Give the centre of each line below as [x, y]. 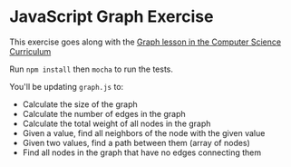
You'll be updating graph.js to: [67, 86]
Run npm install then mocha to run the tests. [92, 69]
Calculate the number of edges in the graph [104, 113]
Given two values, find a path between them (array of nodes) [136, 142]
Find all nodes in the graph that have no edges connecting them [142, 152]
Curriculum [30, 51]
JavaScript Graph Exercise [112, 17]
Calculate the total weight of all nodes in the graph [116, 123]
